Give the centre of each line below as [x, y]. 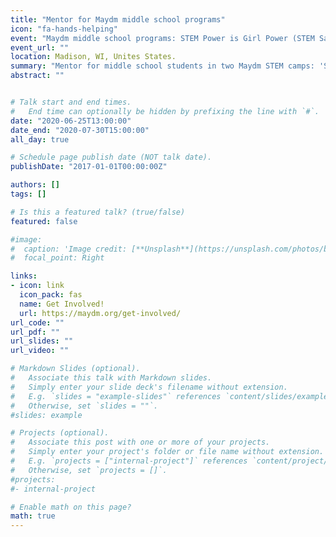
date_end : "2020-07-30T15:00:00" [80, 130]
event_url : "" [40, 47]
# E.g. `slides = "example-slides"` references [116, 396]
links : [24, 276]
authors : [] [35, 185]
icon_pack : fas [51, 295]
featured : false [44, 221]
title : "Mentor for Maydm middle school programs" [118, 19]
